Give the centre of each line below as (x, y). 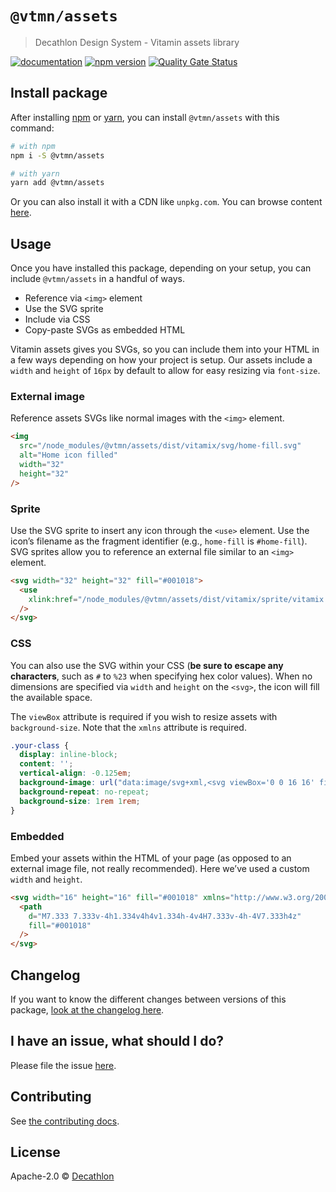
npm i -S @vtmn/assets (57, 155)
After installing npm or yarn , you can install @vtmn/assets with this (145, 117)
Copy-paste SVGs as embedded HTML (105, 330)
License (35, 1152)
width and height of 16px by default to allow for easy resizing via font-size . (165, 371)
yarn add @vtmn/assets (57, 183)
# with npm (33, 146)
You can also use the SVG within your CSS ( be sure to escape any (147, 665)
